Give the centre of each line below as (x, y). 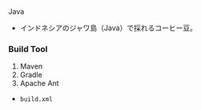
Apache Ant (39, 84)
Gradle (31, 75)
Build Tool (28, 49)
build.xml (36, 100)
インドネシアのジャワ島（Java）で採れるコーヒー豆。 (109, 28)
